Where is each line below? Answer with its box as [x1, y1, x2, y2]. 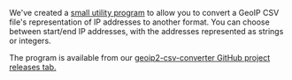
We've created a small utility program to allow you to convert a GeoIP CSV [9, 8, 280, 18]
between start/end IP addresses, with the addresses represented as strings [9, 26, 284, 36]
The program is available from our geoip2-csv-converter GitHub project [9, 53, 271, 62]
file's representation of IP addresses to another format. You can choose [9, 17, 270, 27]
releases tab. [9, 62, 57, 72]
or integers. [9, 35, 51, 46]
